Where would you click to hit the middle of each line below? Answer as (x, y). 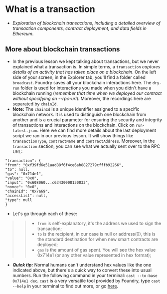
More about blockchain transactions (63, 49)
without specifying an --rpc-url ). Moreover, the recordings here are (82, 98)
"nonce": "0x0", (22, 187)
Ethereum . (23, 33)
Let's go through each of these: (45, 214)
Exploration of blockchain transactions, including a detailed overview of (86, 23)
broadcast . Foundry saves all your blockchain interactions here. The (82, 82)
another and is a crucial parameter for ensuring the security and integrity (87, 120)
